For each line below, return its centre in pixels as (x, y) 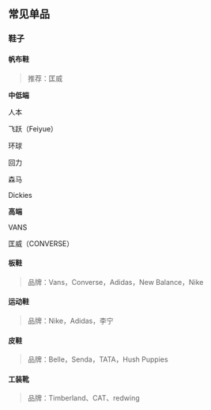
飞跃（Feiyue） (33, 128)
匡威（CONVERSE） (41, 243)
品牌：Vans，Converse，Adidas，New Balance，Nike (115, 282)
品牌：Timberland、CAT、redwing (83, 398)
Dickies (21, 195)
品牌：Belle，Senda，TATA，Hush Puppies (98, 359)
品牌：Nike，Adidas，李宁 (70, 321)
